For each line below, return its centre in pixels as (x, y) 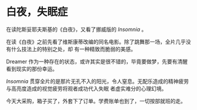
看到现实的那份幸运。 (32, 68)
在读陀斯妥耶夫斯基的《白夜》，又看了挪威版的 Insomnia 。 (77, 29)
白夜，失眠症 (37, 12)
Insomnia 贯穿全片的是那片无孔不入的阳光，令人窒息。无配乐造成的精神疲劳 (98, 81)
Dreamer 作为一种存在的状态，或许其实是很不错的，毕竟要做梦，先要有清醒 (97, 61)
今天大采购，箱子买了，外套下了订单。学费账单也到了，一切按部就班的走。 (96, 101)
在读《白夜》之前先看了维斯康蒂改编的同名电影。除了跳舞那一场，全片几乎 (96, 42)
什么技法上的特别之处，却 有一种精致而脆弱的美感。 (73, 49)
